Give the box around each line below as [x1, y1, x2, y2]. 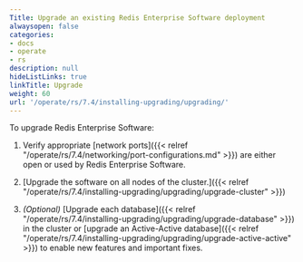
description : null [9, 64, 79, 73]
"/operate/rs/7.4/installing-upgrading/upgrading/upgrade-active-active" [22, 233, 292, 244]
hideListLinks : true [9, 73, 88, 82]
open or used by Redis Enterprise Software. [22, 160, 186, 170]
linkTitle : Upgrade [9, 81, 83, 90]
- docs [9, 38, 34, 48]
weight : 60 [9, 89, 51, 98]
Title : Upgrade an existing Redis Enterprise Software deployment [9, 13, 266, 23]
